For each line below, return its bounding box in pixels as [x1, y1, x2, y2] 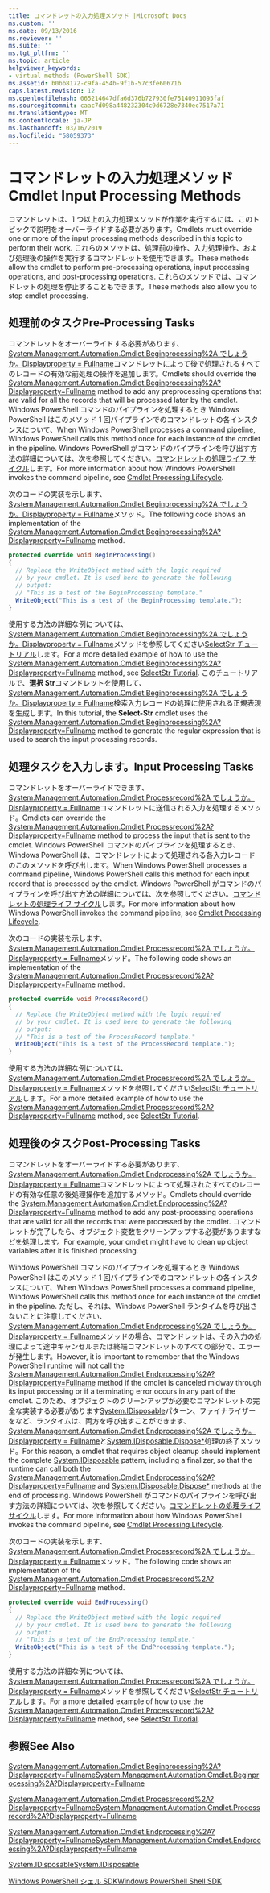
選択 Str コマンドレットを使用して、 [29, 678, 146, 688]
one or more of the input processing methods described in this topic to [8, 233, 243, 242]
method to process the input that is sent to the [97, 831, 251, 840]
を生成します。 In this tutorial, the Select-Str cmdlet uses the [8, 708, 209, 718]
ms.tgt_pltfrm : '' [8, 49, 70, 57]
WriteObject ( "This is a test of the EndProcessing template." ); [15, 1643, 235, 1651]
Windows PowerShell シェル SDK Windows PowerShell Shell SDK [8, 1876, 223, 1886]
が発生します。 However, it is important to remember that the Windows [8, 1352, 240, 1361]
